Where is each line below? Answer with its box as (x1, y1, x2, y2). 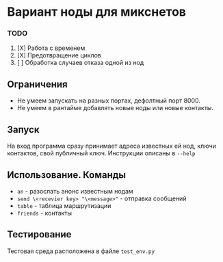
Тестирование (7, 228, 72, 240)
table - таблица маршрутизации (16, 201, 112, 209)
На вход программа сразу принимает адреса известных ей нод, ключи (7, 142, 217, 150)
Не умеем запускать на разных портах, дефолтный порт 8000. (16, 96, 200, 105)
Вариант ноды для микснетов (7, 4, 187, 20)
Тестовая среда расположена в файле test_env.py (7, 247, 155, 255)
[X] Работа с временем (16, 44, 86, 52)
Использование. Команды (7, 169, 127, 181)
